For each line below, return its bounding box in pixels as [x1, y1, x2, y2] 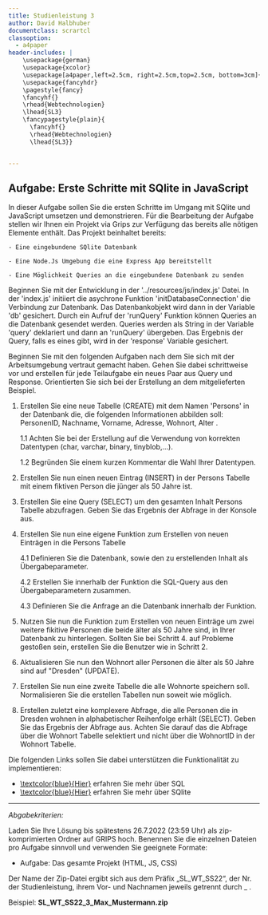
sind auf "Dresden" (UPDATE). [19, 666, 120, 675]
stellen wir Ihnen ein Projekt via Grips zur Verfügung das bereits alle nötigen [8, 220, 258, 229]
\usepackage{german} [22, 57, 91, 65]
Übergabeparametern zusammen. [19, 586, 132, 596]
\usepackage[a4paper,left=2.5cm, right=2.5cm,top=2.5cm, [22, 71, 216, 79]
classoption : [8, 34, 52, 42]
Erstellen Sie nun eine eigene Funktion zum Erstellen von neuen [19, 529, 229, 539]
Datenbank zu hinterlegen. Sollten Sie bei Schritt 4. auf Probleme [19, 634, 234, 644]
